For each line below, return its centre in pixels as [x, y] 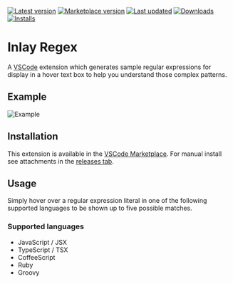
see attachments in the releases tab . [61, 161]
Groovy [29, 272]
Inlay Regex [42, 47]
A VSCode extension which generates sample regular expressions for [109, 67]
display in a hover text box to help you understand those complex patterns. [117, 74]
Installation [33, 136]
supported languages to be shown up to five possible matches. [100, 208]
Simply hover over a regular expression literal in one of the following [107, 201]
